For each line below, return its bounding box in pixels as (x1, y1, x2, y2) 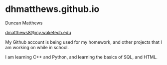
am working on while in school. (5, 44, 69, 50)
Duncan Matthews (5, 20, 43, 26)
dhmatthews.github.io (5, 3, 100, 15)
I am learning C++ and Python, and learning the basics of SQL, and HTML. (5, 54, 158, 60)
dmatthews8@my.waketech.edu (5, 29, 71, 35)
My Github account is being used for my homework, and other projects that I (5, 39, 162, 45)
